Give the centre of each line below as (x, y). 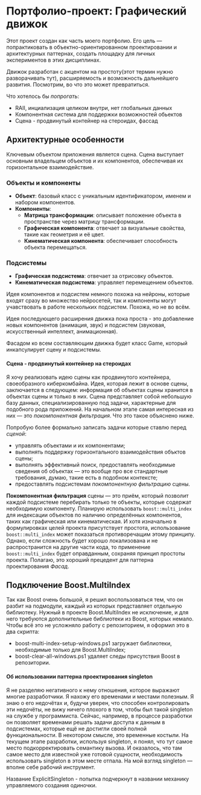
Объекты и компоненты (43, 182)
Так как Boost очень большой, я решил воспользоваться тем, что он (95, 600)
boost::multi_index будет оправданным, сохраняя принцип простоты (96, 553)
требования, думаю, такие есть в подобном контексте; (86, 477)
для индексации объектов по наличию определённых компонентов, (94, 515)
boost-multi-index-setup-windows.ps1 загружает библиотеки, (93, 643)
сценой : (17, 434)
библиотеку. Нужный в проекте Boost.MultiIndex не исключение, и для (97, 613)
